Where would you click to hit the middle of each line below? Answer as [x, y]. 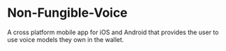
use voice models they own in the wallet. [66, 39]
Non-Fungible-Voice [67, 13]
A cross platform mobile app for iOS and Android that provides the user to [113, 32]
